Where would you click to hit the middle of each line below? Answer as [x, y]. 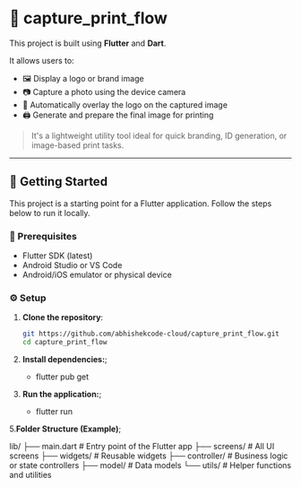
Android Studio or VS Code [72, 265]
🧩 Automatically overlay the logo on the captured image [125, 104]
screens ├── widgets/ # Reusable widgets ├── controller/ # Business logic [149, 456]
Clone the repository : [63, 317]
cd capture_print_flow [64, 343]
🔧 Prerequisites [43, 236]
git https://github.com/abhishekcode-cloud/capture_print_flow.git [150, 334]
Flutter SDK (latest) [57, 256]
